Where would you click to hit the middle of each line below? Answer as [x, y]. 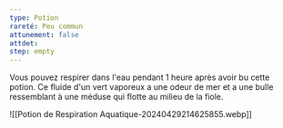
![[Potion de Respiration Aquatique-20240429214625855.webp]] [131, 114]
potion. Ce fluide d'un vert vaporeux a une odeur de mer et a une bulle [141, 87]
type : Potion [34, 18]
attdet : [24, 43]
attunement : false [44, 34]
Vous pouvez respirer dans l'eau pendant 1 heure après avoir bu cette [140, 77]
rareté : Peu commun [46, 26]
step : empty [32, 52]
